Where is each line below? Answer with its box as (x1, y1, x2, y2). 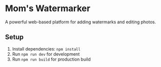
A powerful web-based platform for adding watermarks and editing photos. (5, 19, 156, 25)
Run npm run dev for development (12, 51, 80, 57)
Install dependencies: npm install (12, 46, 80, 51)
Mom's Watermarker (5, 3, 91, 14)
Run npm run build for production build (12, 56, 91, 62)
